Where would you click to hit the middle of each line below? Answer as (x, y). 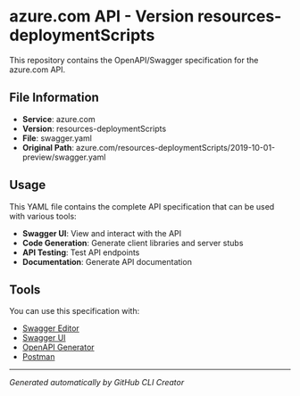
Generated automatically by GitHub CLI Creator (97, 383)
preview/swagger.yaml (64, 157)
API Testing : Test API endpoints (81, 252)
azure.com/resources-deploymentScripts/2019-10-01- (175, 147)
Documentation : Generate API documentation (107, 261)
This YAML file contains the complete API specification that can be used (142, 206)
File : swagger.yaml (57, 138)
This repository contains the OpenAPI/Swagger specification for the (134, 60)
